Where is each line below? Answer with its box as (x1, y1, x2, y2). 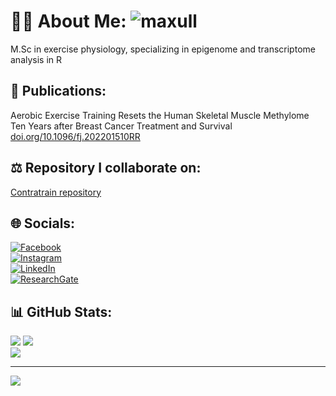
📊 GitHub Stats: (10, 303, 113, 320)
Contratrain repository (10, 186, 102, 198)
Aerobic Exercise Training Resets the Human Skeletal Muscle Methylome (10, 109, 310, 121)
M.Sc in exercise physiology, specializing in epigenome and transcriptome (10, 43, 316, 55)
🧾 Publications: (10, 83, 107, 100)
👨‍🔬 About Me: (10, 10, 127, 33)
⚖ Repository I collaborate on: (10, 160, 202, 177)
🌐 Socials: (10, 215, 76, 232)
